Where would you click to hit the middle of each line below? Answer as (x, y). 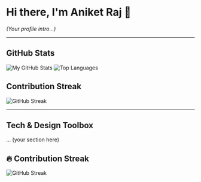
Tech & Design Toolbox (50, 125)
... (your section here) (33, 139)
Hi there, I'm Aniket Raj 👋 (69, 12)
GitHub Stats (31, 53)
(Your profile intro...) (31, 29)
